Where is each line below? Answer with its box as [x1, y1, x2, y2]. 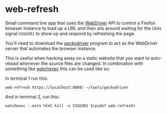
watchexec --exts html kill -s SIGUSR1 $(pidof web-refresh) [5, 103, 136, 108]
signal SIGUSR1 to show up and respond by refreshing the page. [5, 30, 135, 36]
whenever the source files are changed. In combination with [19, 60, 143, 66]
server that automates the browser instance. [5, 45, 97, 51]
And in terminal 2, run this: [5, 94, 60, 100]
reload [5, 60, 19, 66]
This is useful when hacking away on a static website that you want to [5, 55, 150, 61]
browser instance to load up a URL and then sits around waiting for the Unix [5, 25, 162, 31]
